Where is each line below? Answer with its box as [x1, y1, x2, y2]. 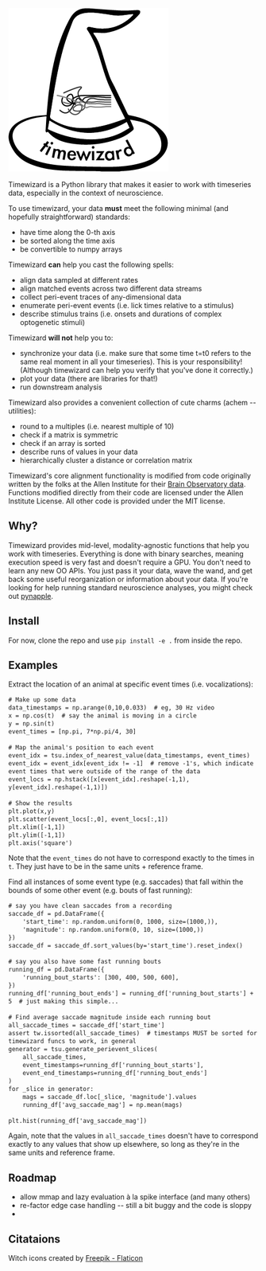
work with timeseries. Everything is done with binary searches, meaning [8, 549, 244, 558]
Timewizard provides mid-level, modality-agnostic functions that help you [8, 540, 250, 549]
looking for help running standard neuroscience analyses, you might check [8, 582, 253, 592]
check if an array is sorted [19, 439, 106, 448]
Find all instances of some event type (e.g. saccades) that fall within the [8, 877, 244, 887]
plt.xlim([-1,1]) [8, 823, 66, 831]
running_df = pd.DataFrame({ [8, 966, 105, 974]
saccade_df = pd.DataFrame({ [8, 910, 105, 918]
